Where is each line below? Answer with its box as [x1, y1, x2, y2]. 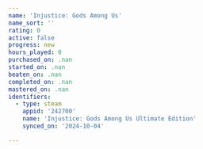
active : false [8, 33, 56, 42]
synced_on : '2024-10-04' [22, 122, 105, 130]
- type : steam [15, 100, 62, 108]
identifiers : [8, 93, 52, 101]
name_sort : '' [8, 19, 56, 27]
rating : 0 [8, 26, 41, 34]
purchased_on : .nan [8, 56, 73, 64]
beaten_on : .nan [8, 71, 62, 78]
